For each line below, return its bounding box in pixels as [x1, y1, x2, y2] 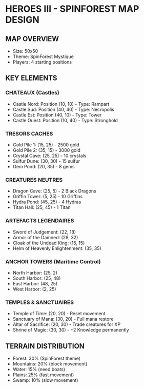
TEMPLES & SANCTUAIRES [5, 299, 74, 306]
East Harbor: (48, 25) [12, 280, 58, 286]
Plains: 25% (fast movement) [12, 372, 74, 378]
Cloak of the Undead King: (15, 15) [12, 240, 85, 246]
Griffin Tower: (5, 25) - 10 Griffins [12, 193, 83, 200]
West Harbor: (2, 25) [12, 286, 56, 292]
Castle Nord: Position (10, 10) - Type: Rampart [12, 101, 110, 107]
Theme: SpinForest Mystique [12, 53, 74, 60]
